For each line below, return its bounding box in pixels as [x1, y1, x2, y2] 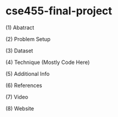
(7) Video [5, 93, 29, 100]
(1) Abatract [5, 24, 35, 31]
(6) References [5, 82, 42, 89]
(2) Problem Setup [5, 35, 51, 42]
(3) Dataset [5, 47, 33, 54]
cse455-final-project [5, 4, 113, 18]
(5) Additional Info [5, 70, 50, 77]
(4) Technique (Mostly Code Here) [5, 59, 90, 66]
